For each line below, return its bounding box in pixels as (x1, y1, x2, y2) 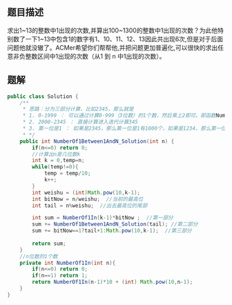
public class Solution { (7, 92, 79, 100)
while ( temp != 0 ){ (32, 164, 79, 170)
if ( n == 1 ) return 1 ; (32, 272, 88, 279)
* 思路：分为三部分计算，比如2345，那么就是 (22, 106, 134, 112)
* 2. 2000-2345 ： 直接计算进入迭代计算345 (22, 119, 138, 126)
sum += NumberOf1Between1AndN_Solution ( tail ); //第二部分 (32, 221, 198, 228)
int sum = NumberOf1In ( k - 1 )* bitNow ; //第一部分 (32, 215, 174, 222)
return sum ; (32, 240, 67, 247)
